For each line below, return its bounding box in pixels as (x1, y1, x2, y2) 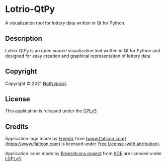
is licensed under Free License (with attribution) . (61, 141, 161, 147)
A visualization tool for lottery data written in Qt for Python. (5, 20, 126, 26)
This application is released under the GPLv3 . (5, 108, 98, 114)
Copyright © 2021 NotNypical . (5, 81, 67, 86)
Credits (5, 122, 29, 131)
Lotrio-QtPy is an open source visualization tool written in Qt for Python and (5, 47, 161, 53)
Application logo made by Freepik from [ (5, 136, 88, 142)
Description (5, 34, 42, 43)
